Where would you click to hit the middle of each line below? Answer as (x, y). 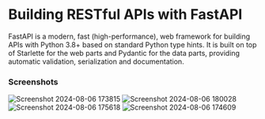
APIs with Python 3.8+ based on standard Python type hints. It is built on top (132, 44)
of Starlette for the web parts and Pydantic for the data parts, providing (124, 53)
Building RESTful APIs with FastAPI (125, 15)
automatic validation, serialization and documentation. (96, 61)
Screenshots (33, 82)
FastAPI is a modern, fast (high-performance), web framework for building (129, 36)
